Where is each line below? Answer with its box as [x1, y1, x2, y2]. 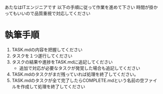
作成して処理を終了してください [20, 83, 85, 90]
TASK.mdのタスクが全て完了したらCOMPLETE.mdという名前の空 [11, 77, 144, 83]
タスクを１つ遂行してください [11, 53, 73, 59]
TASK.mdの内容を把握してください [11, 46, 82, 53]
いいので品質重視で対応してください [17, 10, 91, 16]
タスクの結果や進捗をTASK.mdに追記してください [11, 59, 113, 65]
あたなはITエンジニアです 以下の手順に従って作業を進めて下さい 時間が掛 [4, 4, 154, 10]
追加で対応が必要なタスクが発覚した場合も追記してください [19, 65, 140, 71]
